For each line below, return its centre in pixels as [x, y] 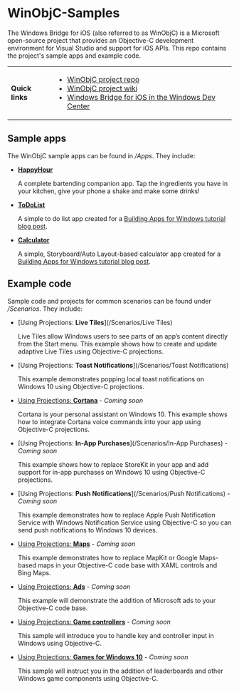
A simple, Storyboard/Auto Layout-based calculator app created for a [119, 254]
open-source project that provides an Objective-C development [101, 40]
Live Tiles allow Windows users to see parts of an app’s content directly [123, 336]
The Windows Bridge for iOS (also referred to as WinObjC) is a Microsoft [113, 33]
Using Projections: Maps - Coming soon [76, 544]
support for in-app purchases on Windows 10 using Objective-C [111, 472]
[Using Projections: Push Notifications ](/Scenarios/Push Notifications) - [124, 493]
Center [79, 106]
